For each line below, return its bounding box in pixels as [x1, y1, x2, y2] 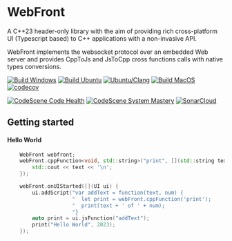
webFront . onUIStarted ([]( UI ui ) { [19, 183, 119, 190]
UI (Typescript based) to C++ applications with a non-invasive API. [7, 34, 197, 42]
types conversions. [7, 62, 62, 70]
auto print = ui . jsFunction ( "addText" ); [32, 215, 150, 222]
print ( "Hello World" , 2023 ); [32, 222, 116, 229]
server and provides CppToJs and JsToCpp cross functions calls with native [7, 55, 223, 63]
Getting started [7, 117, 75, 128]
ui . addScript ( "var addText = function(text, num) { [32, 189, 184, 196]
